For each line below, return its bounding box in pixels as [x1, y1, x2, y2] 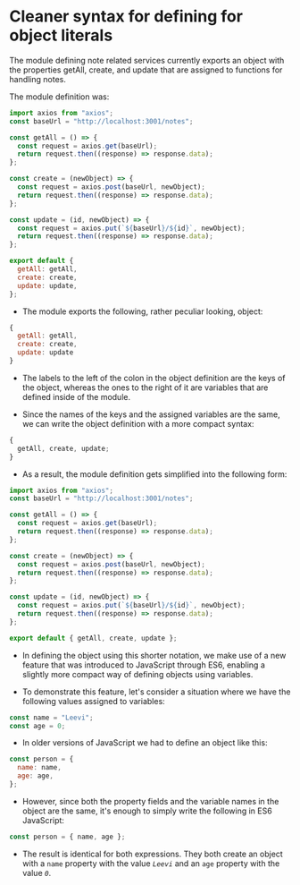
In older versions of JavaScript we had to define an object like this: [21, 737, 268, 748]
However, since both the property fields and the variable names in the [21, 796, 279, 806]
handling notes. [9, 73, 67, 84]
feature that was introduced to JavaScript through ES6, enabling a [21, 659, 266, 670]
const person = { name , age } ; [9, 832, 126, 841]
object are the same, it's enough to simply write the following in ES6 [21, 805, 272, 816]
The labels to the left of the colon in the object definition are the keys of [21, 372, 286, 383]
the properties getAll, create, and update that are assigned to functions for [9, 64, 283, 75]
